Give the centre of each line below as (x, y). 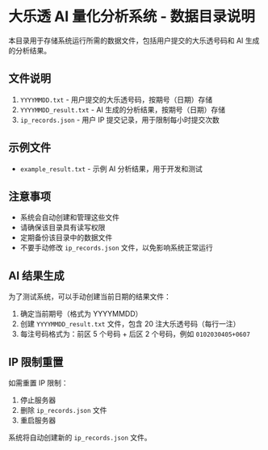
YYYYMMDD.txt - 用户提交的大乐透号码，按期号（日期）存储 (116, 99)
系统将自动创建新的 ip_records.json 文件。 (80, 437)
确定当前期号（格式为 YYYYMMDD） (81, 314)
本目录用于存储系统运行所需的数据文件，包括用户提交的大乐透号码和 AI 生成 (134, 40)
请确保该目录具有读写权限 (63, 228)
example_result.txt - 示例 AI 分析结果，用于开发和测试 (111, 168)
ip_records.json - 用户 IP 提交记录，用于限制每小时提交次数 (120, 120)
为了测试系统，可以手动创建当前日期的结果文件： (90, 296)
